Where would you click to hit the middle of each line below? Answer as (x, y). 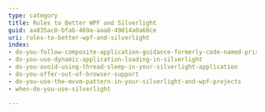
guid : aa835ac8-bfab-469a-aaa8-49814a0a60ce (82, 30)
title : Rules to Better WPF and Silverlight (82, 23)
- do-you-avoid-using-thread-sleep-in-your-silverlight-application (123, 67)
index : (19, 45)
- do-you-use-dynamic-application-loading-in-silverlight (105, 60)
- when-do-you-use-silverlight (60, 89)
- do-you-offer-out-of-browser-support (74, 74)
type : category (33, 15)
